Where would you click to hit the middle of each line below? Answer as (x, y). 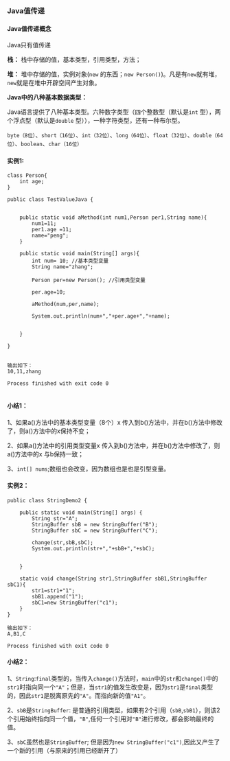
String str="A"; (55, 518)
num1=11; (44, 224)
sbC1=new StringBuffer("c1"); (75, 602)
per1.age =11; (52, 230)
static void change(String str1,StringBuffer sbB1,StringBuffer (113, 578)
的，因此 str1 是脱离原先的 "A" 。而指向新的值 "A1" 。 (78, 695)
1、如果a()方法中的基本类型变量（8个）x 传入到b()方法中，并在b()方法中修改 (115, 422)
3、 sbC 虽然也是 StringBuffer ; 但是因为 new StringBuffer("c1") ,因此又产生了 (114, 742)
